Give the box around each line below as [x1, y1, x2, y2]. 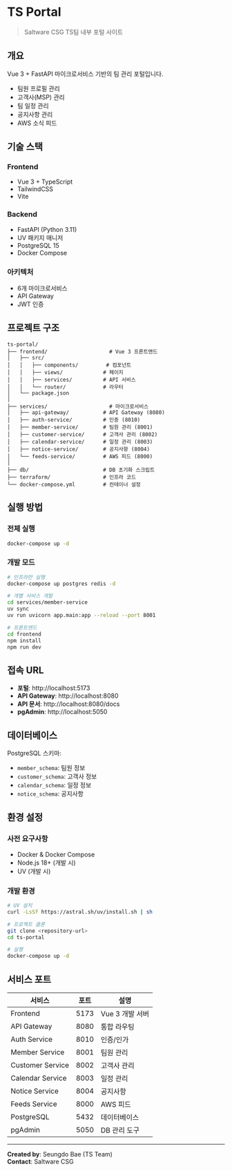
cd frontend [7, 631, 41, 638]
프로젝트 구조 [7, 322, 60, 334]
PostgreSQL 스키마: [7, 749, 62, 758]
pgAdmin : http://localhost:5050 [17, 708, 108, 716]
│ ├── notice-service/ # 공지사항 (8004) [7, 446, 151, 453]
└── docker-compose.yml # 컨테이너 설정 [7, 481, 142, 488]
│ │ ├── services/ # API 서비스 [7, 376, 136, 383]
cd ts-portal [7, 934, 45, 941]
